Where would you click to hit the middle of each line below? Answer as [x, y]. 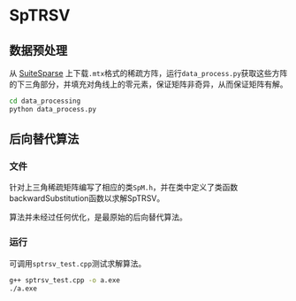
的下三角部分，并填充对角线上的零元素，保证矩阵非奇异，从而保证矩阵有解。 [148, 84]
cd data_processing [45, 101]
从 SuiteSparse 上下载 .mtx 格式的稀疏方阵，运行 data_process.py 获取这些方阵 [148, 73]
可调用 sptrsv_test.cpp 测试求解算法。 [78, 263]
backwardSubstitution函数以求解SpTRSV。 [87, 198]
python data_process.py [53, 109]
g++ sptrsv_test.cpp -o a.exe [65, 280]
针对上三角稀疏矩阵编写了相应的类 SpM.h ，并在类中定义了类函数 [124, 188]
